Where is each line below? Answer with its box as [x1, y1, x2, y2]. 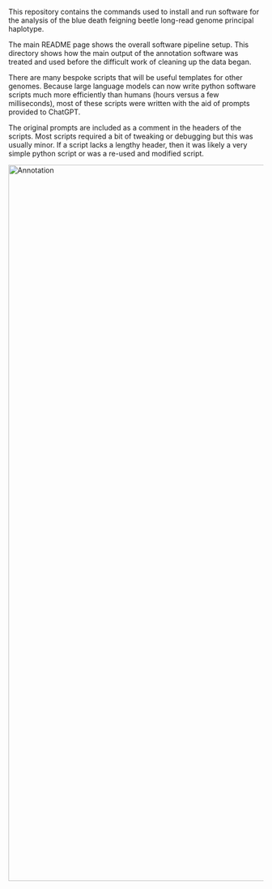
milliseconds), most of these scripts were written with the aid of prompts [8, 99, 250, 108]
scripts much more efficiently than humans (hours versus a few [8, 90, 219, 100]
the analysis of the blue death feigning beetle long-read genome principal [8, 15, 254, 25]
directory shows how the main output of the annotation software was [8, 49, 239, 58]
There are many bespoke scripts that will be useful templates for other [8, 73, 243, 82]
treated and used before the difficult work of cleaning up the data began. [8, 57, 252, 66]
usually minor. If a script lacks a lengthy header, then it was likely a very [8, 140, 248, 149]
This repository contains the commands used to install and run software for [8, 7, 260, 16]
